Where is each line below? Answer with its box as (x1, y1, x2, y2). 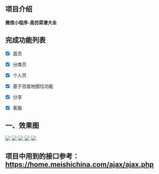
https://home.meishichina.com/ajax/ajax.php (5, 160, 154, 169)
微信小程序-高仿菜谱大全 (5, 19, 57, 26)
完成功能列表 (5, 36, 46, 45)
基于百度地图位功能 (12, 83, 54, 89)
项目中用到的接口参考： (5, 152, 79, 161)
